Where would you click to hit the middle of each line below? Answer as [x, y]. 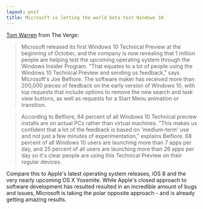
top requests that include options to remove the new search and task [107, 92]
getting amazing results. [36, 199]
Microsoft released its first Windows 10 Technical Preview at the [101, 47]
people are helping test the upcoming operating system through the [105, 60]
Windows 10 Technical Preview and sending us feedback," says [100, 72]
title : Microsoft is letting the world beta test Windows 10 [85, 18]
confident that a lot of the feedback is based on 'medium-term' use [105, 129]
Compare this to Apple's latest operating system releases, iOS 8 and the [96, 173]
